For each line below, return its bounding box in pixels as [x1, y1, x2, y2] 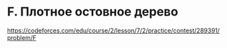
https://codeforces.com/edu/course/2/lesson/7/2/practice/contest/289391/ [7, 26, 220, 34]
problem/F [7, 33, 36, 41]
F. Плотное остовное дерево [7, 4, 178, 20]
